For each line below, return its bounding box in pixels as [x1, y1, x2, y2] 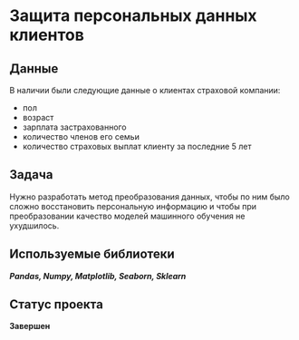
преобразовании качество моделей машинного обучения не [9, 210, 246, 221]
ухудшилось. [9, 219, 60, 231]
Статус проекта [9, 296, 104, 313]
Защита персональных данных [9, 5, 257, 26]
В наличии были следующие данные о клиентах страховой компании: [9, 85, 281, 95]
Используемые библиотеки [9, 247, 175, 262]
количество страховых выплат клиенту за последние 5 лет [22, 141, 252, 151]
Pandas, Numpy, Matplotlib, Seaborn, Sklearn [9, 270, 187, 281]
